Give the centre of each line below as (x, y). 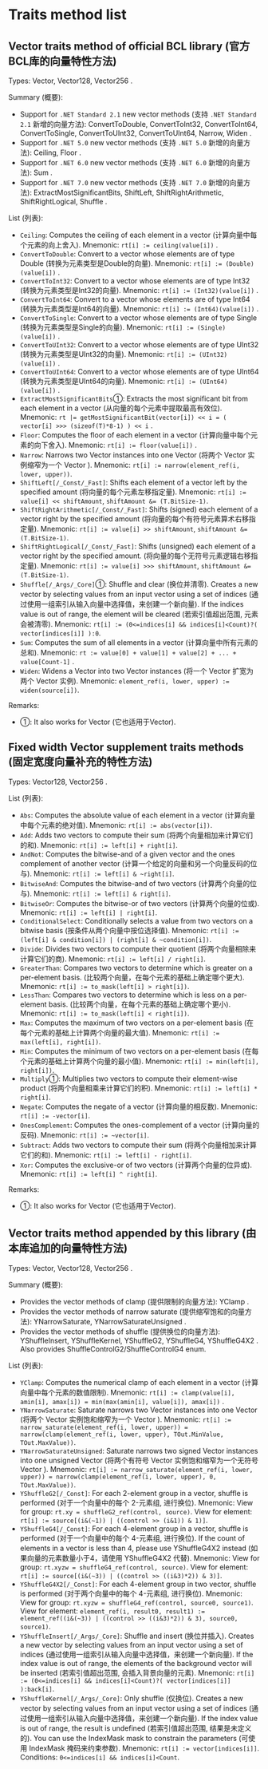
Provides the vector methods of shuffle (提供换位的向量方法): (120, 1332)
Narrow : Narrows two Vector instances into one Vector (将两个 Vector (132, 455)
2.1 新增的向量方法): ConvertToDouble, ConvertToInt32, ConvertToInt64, (138, 124)
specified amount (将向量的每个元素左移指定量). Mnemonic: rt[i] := (133, 492)
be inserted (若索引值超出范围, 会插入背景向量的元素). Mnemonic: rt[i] (137, 1672)
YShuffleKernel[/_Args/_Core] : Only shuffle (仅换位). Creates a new (131, 1698)
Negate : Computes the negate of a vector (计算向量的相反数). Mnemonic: (138, 1106)
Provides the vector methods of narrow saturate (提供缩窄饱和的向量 (132, 1312)
